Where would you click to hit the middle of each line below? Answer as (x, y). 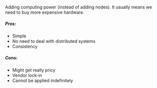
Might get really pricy (34, 70)
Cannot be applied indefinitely (43, 80)
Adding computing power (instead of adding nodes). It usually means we (78, 7)
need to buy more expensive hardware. (45, 12)
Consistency (25, 46)
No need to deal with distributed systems (54, 41)
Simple (19, 36)
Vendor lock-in (27, 75)
